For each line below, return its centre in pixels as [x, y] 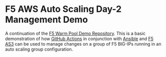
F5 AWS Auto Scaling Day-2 [63, 9]
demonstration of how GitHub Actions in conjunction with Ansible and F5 [79, 39]
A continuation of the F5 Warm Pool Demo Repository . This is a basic [75, 33]
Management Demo [47, 20]
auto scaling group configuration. [39, 49]
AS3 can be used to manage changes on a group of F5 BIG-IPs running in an [83, 44]
